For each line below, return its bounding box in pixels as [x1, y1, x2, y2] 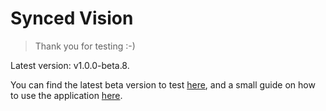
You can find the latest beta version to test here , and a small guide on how [10, 78, 316, 91]
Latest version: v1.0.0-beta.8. [10, 59, 130, 71]
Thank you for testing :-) [34, 40, 136, 52]
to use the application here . [10, 89, 123, 101]
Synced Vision [10, 7, 134, 30]
